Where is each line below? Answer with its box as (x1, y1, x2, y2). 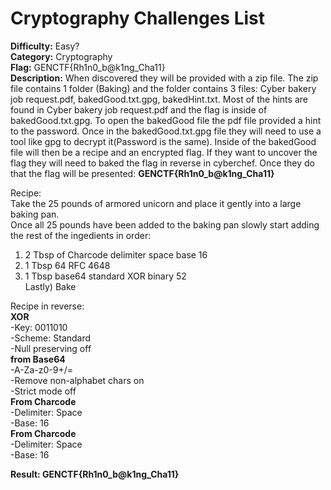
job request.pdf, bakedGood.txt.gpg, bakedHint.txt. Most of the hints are (10, 93, 308, 105)
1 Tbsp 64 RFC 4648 (24, 259, 111, 271)
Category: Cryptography (10, 50, 113, 62)
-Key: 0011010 (10, 321, 68, 333)
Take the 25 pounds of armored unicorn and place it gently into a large (10, 197, 302, 209)
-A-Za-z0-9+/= (10, 363, 73, 376)
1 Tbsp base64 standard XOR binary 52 (24, 270, 187, 282)
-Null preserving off (10, 342, 92, 354)
